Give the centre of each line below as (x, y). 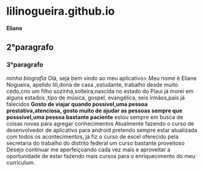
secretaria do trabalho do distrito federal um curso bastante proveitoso (96, 143)
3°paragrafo (25, 65)
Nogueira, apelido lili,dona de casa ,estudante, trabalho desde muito (92, 84)
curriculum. (21, 162)
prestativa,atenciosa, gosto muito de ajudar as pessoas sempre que (94, 111)
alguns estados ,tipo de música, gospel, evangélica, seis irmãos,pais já (96, 97)
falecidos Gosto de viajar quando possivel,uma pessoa (77, 104)
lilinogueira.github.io (61, 11)
